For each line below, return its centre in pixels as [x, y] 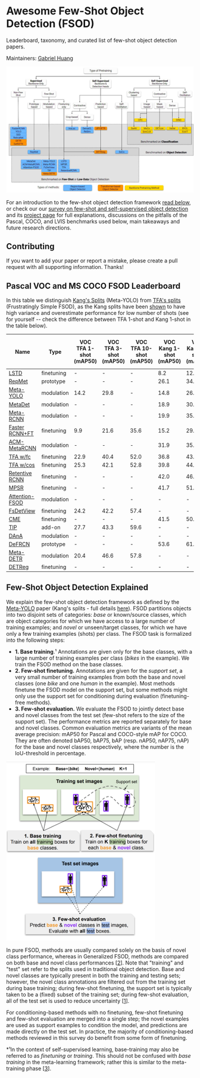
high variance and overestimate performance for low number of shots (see [98, 313]
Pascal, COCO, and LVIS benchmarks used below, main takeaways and [93, 221]
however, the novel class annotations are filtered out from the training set [96, 982]
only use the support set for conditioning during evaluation [87, 696]
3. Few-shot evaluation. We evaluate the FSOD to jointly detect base [99, 709]
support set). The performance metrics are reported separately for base [103, 721]
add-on [51, 528]
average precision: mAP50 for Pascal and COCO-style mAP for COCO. [101, 734]
